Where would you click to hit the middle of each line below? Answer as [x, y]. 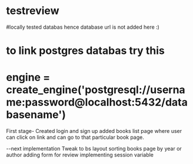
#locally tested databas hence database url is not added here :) [83, 27]
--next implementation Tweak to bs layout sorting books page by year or [94, 149]
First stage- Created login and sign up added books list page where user [94, 131]
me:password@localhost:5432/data [97, 102]
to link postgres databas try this [85, 51]
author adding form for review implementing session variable [80, 155]
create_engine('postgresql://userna [96, 90]
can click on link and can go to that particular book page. [75, 137]
